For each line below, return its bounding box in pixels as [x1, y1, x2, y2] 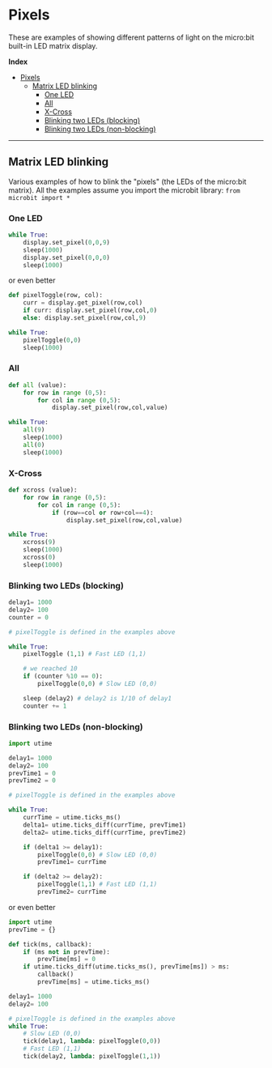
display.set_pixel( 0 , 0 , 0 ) [23, 253, 111, 262]
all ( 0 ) [23, 440, 45, 449]
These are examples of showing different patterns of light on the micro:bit [8, 32, 255, 42]
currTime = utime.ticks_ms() [23, 814, 121, 822]
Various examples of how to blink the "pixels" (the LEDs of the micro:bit [8, 177, 247, 186]
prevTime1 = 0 [8, 769, 57, 777]
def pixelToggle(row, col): [8, 291, 104, 300]
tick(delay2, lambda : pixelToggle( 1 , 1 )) [23, 1053, 161, 1061]
